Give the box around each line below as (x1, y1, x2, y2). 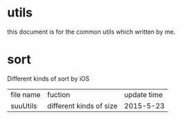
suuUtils (10, 101, 37, 111)
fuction (47, 89, 70, 99)
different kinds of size (47, 101, 118, 111)
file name (10, 89, 41, 99)
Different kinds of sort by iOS (7, 74, 90, 83)
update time (123, 89, 163, 99)
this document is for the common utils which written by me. (7, 28, 176, 36)
